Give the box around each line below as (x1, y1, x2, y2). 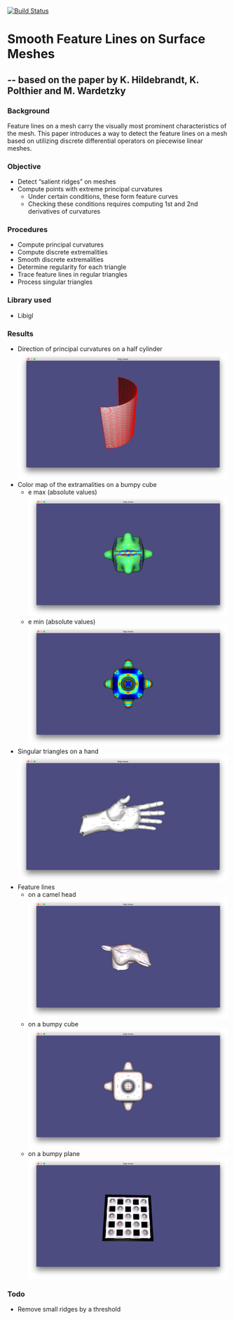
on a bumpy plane (27, 1150, 81, 1158)
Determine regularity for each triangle (17, 263, 127, 271)
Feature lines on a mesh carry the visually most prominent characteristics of (7, 121, 227, 130)
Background (7, 106, 50, 116)
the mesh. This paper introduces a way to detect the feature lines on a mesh (7, 129, 228, 137)
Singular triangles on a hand (17, 747, 99, 756)
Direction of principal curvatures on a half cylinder (17, 345, 163, 353)
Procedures (7, 225, 48, 235)
